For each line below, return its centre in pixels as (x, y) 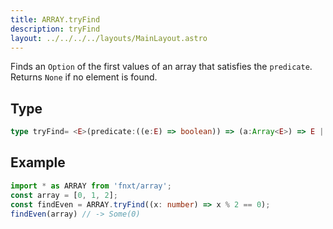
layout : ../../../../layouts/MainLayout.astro (109, 38)
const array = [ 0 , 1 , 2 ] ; (64, 195)
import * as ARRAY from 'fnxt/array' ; (91, 186)
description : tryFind (55, 29)
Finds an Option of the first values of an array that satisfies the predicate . (161, 67)
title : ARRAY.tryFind (55, 19)
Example (38, 162)
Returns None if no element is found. (84, 77)
